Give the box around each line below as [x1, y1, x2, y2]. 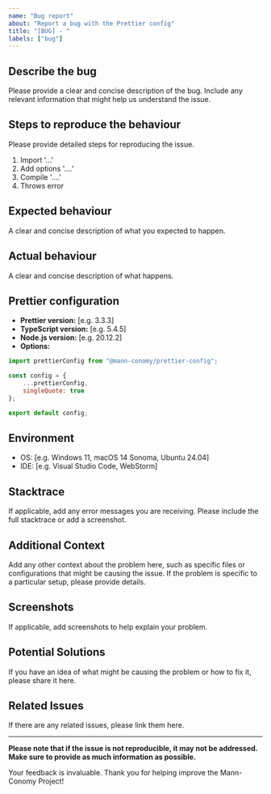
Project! [38, 776, 65, 786]
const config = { [8, 372, 67, 380]
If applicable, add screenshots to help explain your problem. [8, 622, 208, 631]
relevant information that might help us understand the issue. [8, 95, 211, 104]
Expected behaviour [8, 204, 112, 219]
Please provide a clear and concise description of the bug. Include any [8, 86, 244, 96]
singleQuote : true [23, 386, 85, 395]
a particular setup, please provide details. [8, 577, 147, 587]
